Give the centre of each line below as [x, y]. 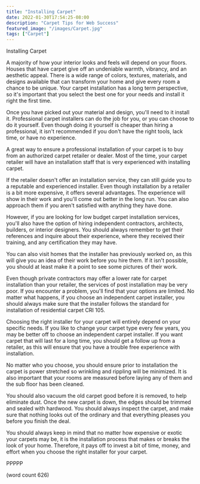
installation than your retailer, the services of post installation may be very [97, 285]
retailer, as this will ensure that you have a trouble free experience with [93, 347]
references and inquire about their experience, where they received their [96, 236]
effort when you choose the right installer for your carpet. [77, 452]
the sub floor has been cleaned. [45, 384]
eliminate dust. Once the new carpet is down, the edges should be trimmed [99, 402]
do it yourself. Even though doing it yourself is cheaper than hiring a [90, 125]
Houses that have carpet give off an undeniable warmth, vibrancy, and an [96, 69]
